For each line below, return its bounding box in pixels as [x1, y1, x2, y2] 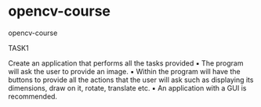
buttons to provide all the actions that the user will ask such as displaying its [8, 75, 254, 84]
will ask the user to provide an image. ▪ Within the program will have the [8, 66, 241, 76]
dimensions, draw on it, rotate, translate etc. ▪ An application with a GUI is [8, 83, 247, 92]
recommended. [8, 91, 57, 101]
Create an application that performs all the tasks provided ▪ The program [8, 58, 244, 68]
